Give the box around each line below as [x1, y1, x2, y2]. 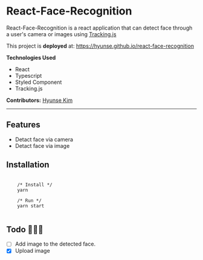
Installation [6, 160, 50, 170]
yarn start [17, 203, 45, 209]
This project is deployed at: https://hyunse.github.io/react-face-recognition [6, 42, 195, 49]
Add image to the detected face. [14, 240, 95, 248]
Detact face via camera [14, 136, 74, 143]
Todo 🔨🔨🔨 [6, 224, 43, 235]
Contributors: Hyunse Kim [6, 97, 73, 104]
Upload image [14, 247, 50, 255]
